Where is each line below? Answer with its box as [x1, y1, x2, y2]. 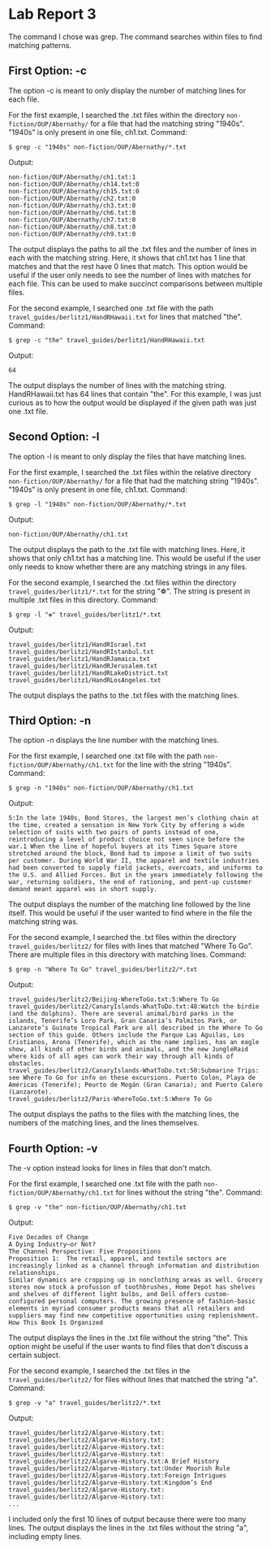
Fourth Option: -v [8, 1142, 98, 1155]
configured [8, 1298, 45, 1306]
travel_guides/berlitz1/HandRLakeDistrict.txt [8, 668, 169, 677]
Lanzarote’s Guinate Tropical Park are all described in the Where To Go [8, 1024, 264, 1033]
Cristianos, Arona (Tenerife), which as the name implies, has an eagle [8, 1038, 260, 1046]
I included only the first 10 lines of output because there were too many [8, 1514, 247, 1525]
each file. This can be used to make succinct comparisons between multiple [8, 278, 263, 289]
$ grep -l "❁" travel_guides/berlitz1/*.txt [8, 611, 161, 619]
